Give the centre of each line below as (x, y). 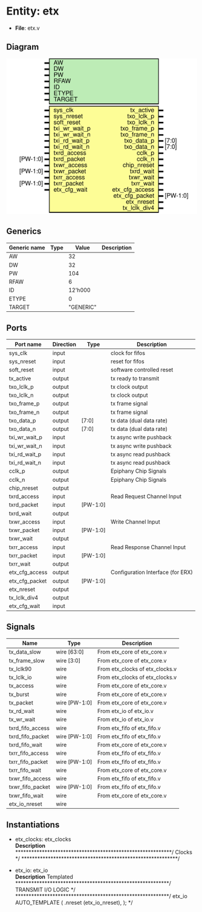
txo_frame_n (24, 412)
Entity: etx (33, 11)
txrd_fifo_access (29, 728)
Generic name (27, 248)
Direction (64, 344)
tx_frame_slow (27, 660)
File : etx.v (28, 28)
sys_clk (18, 353)
